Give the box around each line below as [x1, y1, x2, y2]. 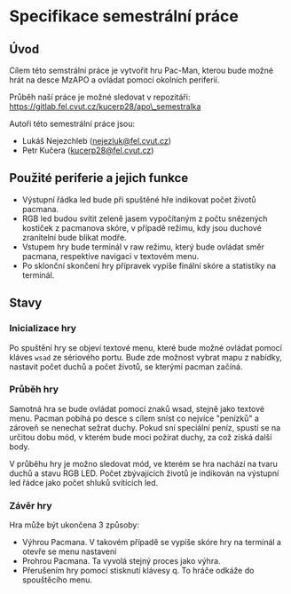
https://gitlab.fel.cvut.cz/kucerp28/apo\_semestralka [9, 101, 201, 112]
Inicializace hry [9, 322, 77, 335]
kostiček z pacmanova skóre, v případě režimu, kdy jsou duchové [21, 222, 262, 233]
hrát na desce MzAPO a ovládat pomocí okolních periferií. [9, 75, 220, 85]
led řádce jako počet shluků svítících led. [9, 477, 159, 487]
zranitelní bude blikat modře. [21, 232, 127, 242]
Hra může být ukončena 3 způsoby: [9, 519, 140, 530]
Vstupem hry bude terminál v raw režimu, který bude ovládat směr [21, 242, 264, 252]
